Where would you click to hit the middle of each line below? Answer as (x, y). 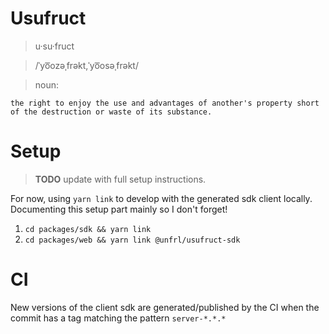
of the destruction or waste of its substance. (111, 112)
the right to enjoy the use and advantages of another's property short (165, 103)
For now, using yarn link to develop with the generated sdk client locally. (161, 198)
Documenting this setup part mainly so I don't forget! (119, 209)
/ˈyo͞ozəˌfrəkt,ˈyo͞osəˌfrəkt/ (86, 65)
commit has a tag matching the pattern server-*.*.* (118, 318)
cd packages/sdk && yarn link (88, 229)
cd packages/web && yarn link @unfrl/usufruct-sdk (132, 240)
